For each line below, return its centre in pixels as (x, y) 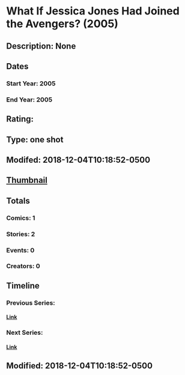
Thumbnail (27, 181)
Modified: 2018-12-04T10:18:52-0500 (80, 366)
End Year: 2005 (29, 99)
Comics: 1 (21, 218)
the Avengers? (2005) (62, 24)
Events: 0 (20, 250)
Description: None (41, 46)
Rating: (20, 119)
